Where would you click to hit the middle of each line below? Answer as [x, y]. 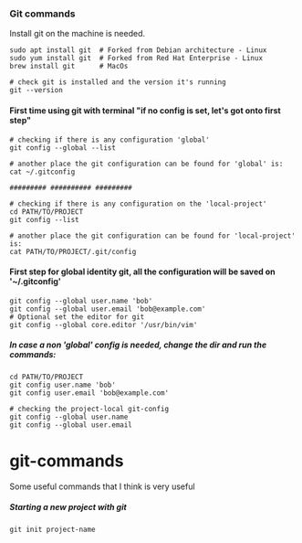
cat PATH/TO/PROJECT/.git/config [73, 251]
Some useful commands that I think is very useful [102, 486]
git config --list [44, 219]
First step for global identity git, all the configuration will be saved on [142, 271]
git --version [36, 90]
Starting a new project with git [68, 507]
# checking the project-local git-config [89, 409]
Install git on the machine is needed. [78, 34]
